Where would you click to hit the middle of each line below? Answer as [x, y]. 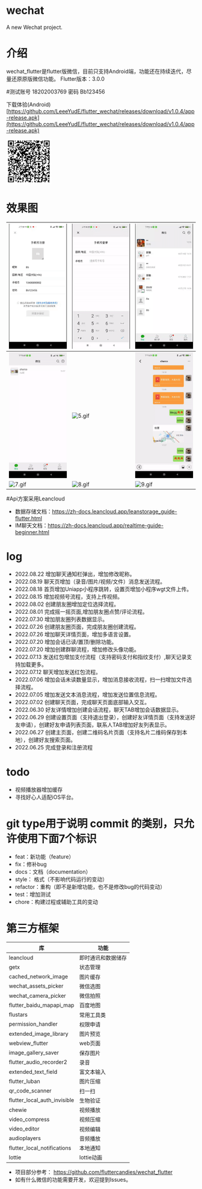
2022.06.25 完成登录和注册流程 [54, 747]
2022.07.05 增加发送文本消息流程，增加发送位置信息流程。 [87, 695]
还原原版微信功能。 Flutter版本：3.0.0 [58, 78]
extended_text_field [33, 1071]
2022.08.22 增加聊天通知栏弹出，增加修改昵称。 [75, 574]
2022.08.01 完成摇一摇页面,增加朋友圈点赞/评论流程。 [81, 611]
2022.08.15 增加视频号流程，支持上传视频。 [69, 596]
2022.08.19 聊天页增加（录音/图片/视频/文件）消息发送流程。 [90, 581]
